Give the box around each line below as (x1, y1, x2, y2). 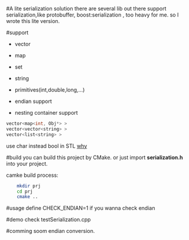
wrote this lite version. (6, 18, 60, 24)
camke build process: (6, 171, 58, 179)
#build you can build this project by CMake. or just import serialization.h (6, 154, 183, 161)
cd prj (17, 189, 33, 194)
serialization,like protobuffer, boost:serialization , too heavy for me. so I (6, 11, 179, 18)
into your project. (6, 160, 48, 167)
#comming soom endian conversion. (6, 228, 95, 235)
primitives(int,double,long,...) (14, 86, 85, 93)
